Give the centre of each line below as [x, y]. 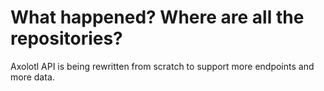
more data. [32, 77]
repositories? [66, 38]
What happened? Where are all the [157, 17]
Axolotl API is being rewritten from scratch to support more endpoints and [162, 66]
